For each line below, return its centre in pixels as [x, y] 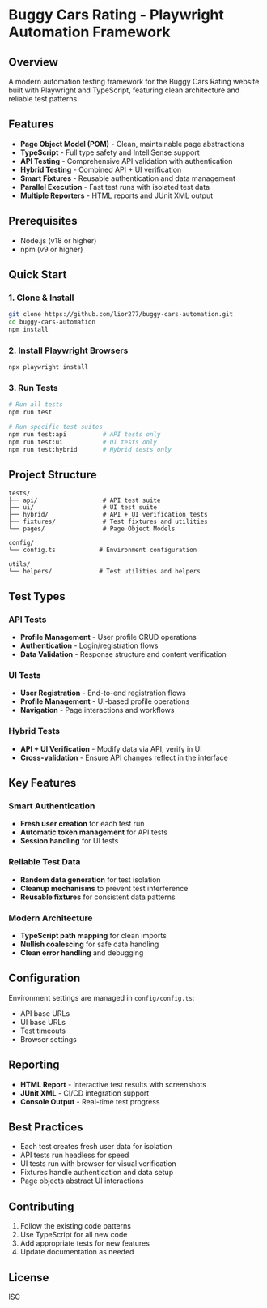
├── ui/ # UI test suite [83, 508]
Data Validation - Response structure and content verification [123, 654]
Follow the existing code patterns [76, 1226]
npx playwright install [49, 367]
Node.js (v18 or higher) [58, 240]
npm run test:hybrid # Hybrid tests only [90, 449]
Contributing [41, 1206]
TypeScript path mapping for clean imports [93, 936]
